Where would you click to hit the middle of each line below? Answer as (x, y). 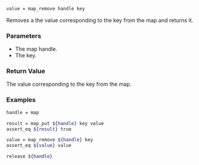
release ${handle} (29, 157)
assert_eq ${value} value (39, 146)
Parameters (24, 36)
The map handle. (36, 49)
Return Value (26, 71)
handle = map (23, 112)
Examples (21, 100)
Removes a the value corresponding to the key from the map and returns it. (100, 20)
